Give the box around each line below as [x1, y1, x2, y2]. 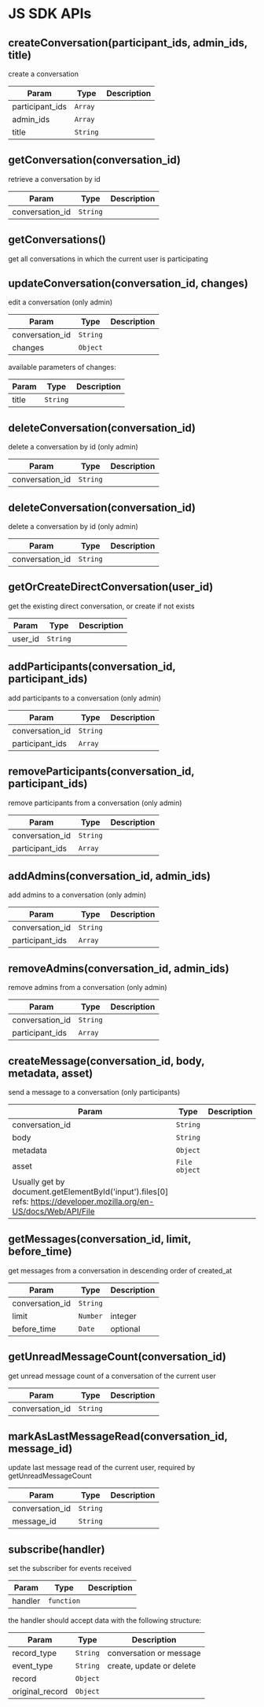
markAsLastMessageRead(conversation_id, [8, 1429, 228, 1443]
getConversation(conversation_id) [8, 153, 181, 167]
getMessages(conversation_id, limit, [8, 1232, 192, 1246]
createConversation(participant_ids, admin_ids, [8, 36, 247, 50]
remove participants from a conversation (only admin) [8, 798, 182, 807]
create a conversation [8, 69, 79, 79]
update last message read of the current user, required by [8, 1463, 196, 1472]
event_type [12, 1661, 53, 1672]
